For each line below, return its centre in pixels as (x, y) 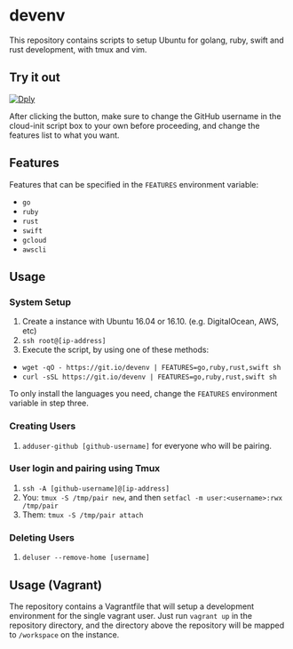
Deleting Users (42, 537)
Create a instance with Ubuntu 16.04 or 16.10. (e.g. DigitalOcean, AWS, (150, 322)
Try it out (35, 78)
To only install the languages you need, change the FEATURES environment (143, 394)
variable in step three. (49, 403)
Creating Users (43, 426)
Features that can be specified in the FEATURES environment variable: (134, 184)
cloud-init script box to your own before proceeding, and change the (135, 125)
